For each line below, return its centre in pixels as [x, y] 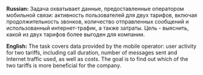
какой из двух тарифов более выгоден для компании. [76, 34]
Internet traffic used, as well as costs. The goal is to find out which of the [97, 59]
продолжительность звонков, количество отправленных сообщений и [98, 21]
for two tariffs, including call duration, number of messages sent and [92, 53]
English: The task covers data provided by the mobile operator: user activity [101, 46]
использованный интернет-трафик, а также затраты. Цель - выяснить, [98, 28]
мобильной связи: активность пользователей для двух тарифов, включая [102, 15]
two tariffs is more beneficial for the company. [64, 65]
